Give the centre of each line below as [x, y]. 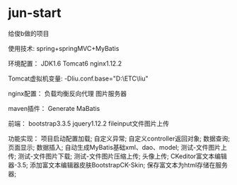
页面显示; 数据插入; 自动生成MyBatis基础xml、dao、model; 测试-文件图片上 [117, 147]
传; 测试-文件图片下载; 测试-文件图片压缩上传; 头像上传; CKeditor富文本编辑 [117, 156]
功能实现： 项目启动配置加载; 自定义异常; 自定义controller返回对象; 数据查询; [119, 138]
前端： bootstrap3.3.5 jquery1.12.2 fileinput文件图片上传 [89, 123]
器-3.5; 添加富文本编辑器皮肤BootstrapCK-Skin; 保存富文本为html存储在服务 [118, 165]
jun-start [35, 13]
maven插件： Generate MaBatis [54, 108]
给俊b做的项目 [29, 33]
